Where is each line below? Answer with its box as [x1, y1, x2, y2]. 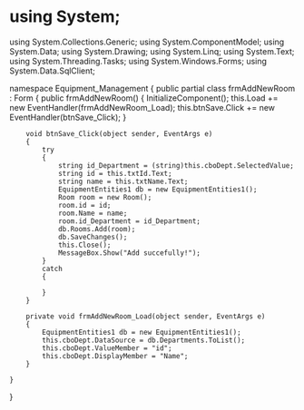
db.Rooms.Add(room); [57, 224, 136, 233]
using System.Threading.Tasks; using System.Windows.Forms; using [9, 55, 268, 66]
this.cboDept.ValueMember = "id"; [42, 343, 172, 353]
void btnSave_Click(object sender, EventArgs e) [25, 129, 213, 138]
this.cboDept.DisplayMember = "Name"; [42, 351, 189, 360]
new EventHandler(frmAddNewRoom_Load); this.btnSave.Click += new [9, 102, 275, 112]
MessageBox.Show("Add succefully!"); [57, 248, 201, 258]
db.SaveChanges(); [57, 232, 128, 241]
